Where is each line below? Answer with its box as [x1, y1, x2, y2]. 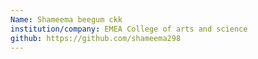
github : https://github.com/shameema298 [10, 33, 182, 43]
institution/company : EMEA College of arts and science [10, 24, 248, 34]
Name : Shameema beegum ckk [10, 14, 123, 25]
